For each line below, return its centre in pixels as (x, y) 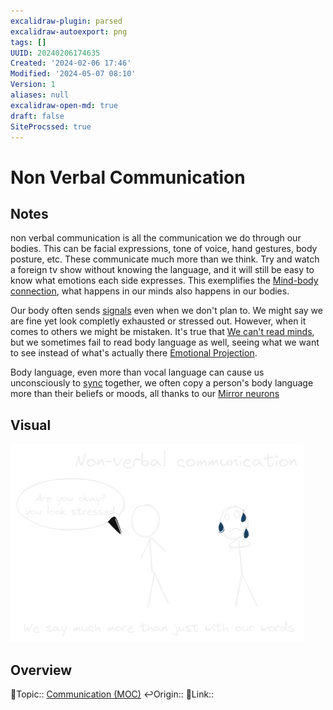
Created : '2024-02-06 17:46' (71, 63)
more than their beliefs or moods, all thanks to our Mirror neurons (145, 394)
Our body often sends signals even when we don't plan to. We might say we (166, 311)
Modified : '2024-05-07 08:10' (73, 74)
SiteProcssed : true (51, 126)
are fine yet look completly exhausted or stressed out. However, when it (158, 321)
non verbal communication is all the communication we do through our (156, 238)
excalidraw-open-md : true (64, 105)
